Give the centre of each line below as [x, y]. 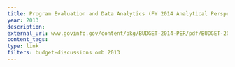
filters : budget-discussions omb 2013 [64, 53]
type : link [23, 46]
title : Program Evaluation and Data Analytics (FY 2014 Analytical [108, 14]
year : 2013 [23, 20]
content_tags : [28, 40]
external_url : [28, 33]
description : [26, 27]
